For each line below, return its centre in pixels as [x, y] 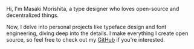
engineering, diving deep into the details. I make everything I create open [97, 33]
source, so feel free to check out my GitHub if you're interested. [86, 40]
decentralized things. [33, 15]
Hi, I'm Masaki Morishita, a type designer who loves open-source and [93, 9]
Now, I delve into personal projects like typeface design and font [86, 27]
